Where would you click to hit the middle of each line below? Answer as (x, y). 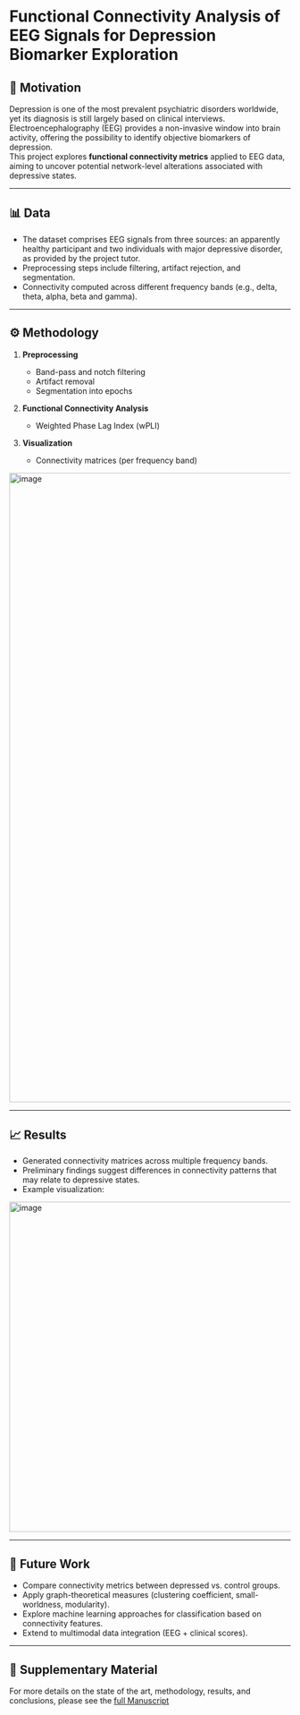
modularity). (87, 1605)
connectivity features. (62, 1624)
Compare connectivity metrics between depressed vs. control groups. (151, 1585)
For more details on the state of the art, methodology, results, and (130, 1691)
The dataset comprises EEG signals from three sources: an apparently (151, 239)
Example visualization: (63, 1190)
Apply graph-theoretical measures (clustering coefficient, (128, 1595)
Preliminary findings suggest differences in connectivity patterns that (149, 1171)
